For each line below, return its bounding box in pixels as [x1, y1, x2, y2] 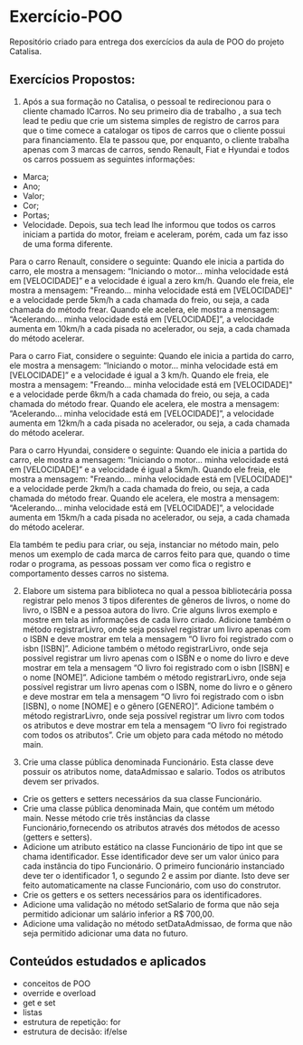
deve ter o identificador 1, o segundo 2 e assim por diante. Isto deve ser [22, 870, 290, 880]
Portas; [22, 210, 50, 221]
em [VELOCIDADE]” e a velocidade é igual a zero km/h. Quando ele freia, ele [9, 275, 295, 286]
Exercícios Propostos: [9, 72, 136, 88]
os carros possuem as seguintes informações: [22, 154, 195, 165]
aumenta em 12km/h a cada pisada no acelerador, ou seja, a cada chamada [9, 418, 290, 428]
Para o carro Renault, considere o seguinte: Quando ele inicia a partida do [9, 256, 285, 267]
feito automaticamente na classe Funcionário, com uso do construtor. [22, 880, 281, 890]
